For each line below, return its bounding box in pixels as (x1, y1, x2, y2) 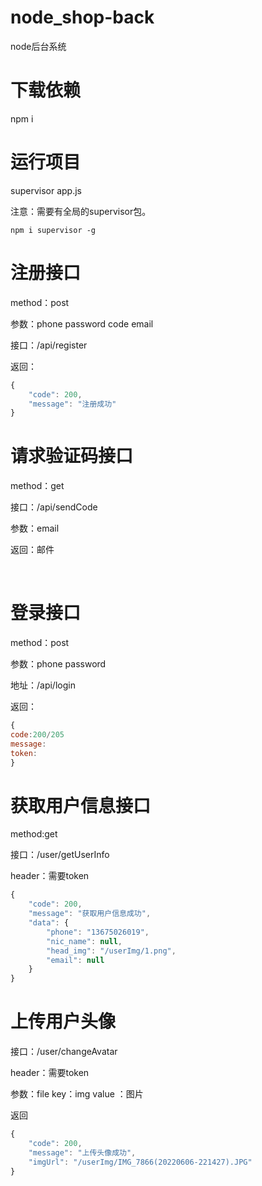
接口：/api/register (10, 339, 88, 351)
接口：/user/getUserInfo (10, 849, 110, 861)
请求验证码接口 (10, 445, 134, 468)
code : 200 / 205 (10, 730, 65, 740)
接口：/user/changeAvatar (10, 1046, 118, 1058)
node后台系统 (10, 40, 67, 52)
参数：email (10, 522, 60, 535)
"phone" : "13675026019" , (46, 927, 150, 937)
